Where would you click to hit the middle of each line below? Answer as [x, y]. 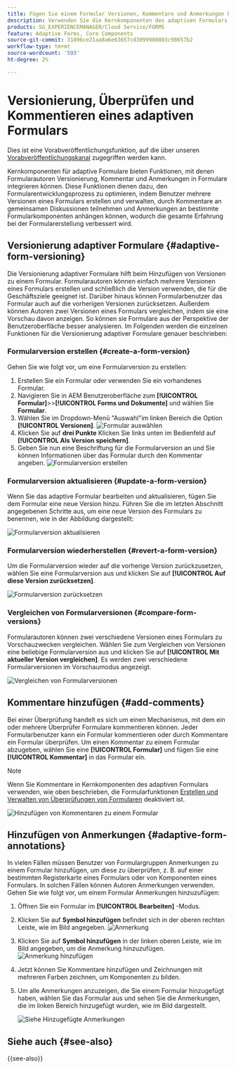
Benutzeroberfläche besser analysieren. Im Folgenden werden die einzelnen [118, 326]
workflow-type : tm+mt [39, 46]
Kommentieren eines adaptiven [101, 115]
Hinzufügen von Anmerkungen [77, 835]
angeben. [31, 462]
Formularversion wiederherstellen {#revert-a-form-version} [112, 551]
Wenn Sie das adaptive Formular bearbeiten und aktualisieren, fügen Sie [112, 496]
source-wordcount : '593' [44, 53]
